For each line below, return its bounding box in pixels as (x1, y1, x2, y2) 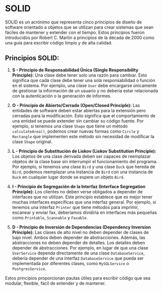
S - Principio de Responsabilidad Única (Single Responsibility (12, 67, 139, 73)
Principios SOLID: (5, 54, 59, 62)
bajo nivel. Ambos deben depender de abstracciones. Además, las (12, 234, 145, 240)
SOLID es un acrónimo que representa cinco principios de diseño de (5, 19, 142, 25)
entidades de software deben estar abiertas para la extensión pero (12, 107, 146, 113)
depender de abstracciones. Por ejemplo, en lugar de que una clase (12, 245, 148, 250)
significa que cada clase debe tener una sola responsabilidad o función (12, 77, 156, 83)
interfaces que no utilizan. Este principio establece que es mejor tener (12, 194, 153, 200)
